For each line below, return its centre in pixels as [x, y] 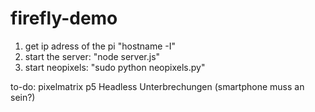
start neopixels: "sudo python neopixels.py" [115, 67]
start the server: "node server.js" [92, 56]
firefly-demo [64, 18]
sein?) [23, 97]
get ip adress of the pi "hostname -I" [100, 46]
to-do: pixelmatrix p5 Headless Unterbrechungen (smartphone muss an [157, 86]
